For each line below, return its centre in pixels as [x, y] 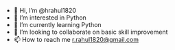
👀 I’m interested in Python [50, 18]
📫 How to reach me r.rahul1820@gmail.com [76, 40]
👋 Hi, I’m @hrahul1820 [45, 10]
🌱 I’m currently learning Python [57, 25]
